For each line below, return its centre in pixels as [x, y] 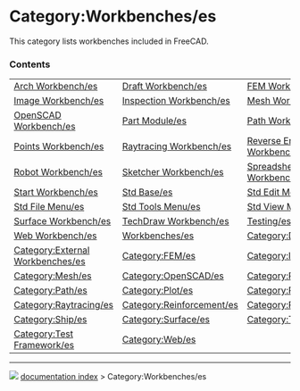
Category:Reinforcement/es [180, 305]
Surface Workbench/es [62, 221]
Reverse [264, 141]
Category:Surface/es [166, 320]
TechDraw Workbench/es [175, 221]
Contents [30, 64]
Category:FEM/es [159, 256]
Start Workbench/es [56, 192]
